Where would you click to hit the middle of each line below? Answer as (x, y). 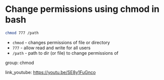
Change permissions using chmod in (82, 9)
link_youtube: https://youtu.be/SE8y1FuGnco (50, 72)
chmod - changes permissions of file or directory (61, 42)
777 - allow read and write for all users (51, 48)
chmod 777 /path (22, 33)
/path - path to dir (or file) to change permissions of (65, 53)
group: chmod (20, 63)
